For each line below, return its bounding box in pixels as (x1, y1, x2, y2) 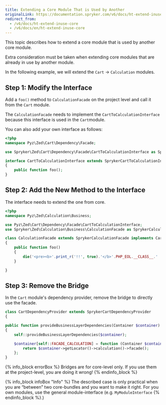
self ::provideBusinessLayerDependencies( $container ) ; (14, 332, 127, 337)
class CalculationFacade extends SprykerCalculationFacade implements (5, 236, 154, 241)
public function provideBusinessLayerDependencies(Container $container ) (5, 323, 161, 328)
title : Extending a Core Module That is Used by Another (5, 7, 125, 12)
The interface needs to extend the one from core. (5, 199, 106, 205)
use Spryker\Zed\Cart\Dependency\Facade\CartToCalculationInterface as (5, 149, 156, 154)
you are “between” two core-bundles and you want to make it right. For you (5, 384, 159, 390)
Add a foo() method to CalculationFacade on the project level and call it (5, 96, 152, 102)
